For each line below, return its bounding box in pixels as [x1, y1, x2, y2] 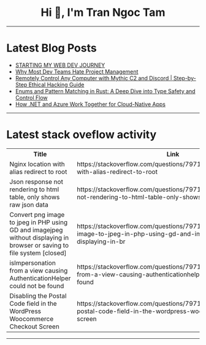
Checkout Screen [9, 322, 59, 330]
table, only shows [9, 192, 60, 201]
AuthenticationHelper [9, 274, 71, 282]
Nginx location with [9, 159, 66, 168]
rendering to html [9, 185, 59, 194]
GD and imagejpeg [9, 226, 63, 234]
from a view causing [9, 266, 68, 275]
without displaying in [9, 233, 69, 241]
